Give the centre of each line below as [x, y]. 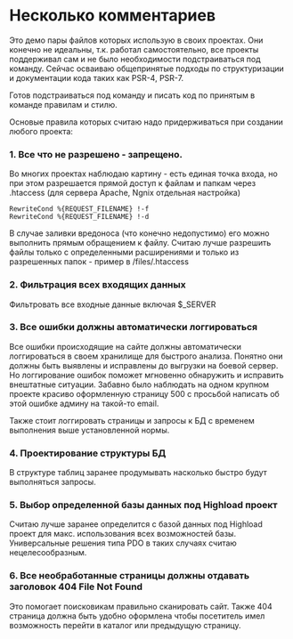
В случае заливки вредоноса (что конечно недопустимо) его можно [139, 233]
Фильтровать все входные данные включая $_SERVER [113, 304]
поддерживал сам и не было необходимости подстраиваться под [135, 59]
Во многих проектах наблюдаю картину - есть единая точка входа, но [143, 174]
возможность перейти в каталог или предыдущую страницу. [125, 625]
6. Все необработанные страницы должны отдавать [130, 576]
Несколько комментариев [113, 16]
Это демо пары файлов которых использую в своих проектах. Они [136, 40]
